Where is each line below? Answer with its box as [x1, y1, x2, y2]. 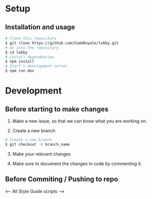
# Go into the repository [5, 45, 59, 50]
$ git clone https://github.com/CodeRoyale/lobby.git [5, 40, 119, 45]
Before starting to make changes [5, 105, 109, 113]
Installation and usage [5, 23, 76, 31]
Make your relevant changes [12, 151, 71, 157]
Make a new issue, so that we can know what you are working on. [12, 118, 148, 124]
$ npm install [5, 59, 35, 64]
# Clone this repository [5, 36, 57, 41]
